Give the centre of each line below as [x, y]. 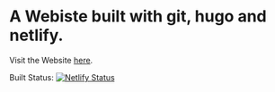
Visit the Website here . [51, 60]
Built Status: [31, 77]
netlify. [36, 35]
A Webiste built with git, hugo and [138, 17]
